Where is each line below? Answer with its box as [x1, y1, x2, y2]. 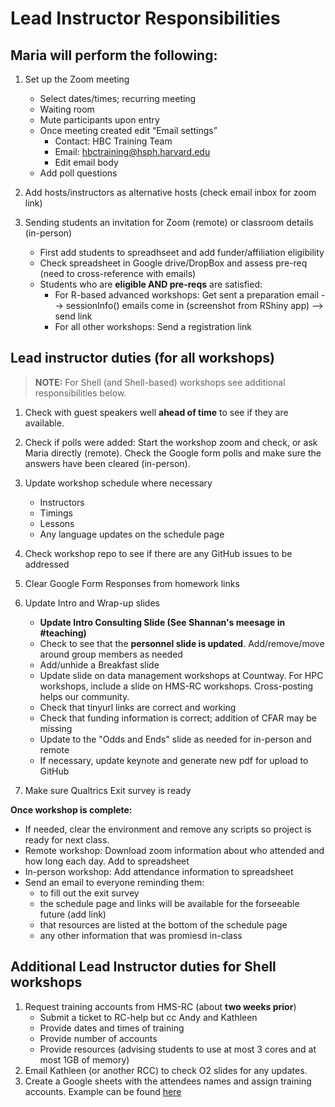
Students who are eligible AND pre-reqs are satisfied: [39, 278, 263, 290]
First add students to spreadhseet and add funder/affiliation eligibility [39, 247, 325, 258]
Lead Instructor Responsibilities [10, 7, 281, 30]
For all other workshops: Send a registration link [54, 321, 252, 332]
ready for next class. [24, 833, 110, 846]
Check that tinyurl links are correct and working [39, 701, 237, 713]
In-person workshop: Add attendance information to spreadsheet [24, 865, 294, 877]
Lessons [39, 517, 75, 529]
